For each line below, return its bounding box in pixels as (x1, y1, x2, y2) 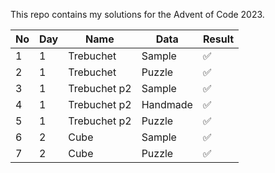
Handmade (141, 98, 193, 111)
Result (202, 32, 235, 46)
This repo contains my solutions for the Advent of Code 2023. (10, 9, 265, 20)
